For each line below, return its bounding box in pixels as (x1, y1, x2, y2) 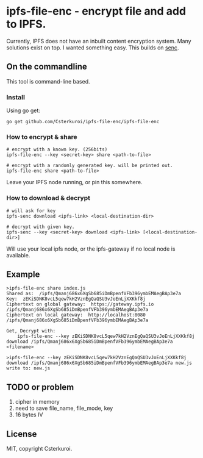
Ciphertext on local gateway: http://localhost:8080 (6, 312, 146, 318)
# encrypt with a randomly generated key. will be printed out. (6, 163, 173, 169)
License (6, 429, 37, 439)
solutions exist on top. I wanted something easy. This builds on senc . (6, 44, 179, 51)
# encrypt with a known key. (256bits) (6, 146, 108, 153)
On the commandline (6, 62, 87, 72)
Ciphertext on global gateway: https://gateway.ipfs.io (6, 301, 154, 307)
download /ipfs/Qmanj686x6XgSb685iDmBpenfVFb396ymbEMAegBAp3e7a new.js (6, 360, 192, 367)
